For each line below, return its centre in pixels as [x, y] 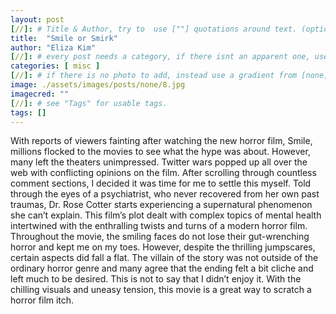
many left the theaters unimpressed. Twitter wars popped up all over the [159, 162]
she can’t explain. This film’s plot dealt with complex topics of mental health [166, 215]
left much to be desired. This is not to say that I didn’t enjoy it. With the [156, 279]
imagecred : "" [40, 94]
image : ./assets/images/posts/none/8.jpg [98, 85]
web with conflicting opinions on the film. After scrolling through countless [163, 173]
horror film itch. [42, 300]
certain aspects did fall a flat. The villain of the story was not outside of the [164, 258]
